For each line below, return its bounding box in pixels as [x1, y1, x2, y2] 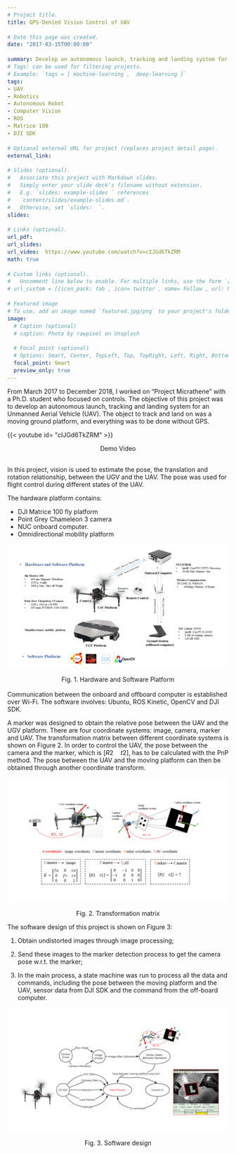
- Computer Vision [7, 107, 61, 115]
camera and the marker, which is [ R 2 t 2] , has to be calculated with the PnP [7, 749, 229, 757]
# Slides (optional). [7, 167, 71, 174]
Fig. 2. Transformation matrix [76, 909, 160, 917]
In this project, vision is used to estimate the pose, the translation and [7, 465, 209, 473]
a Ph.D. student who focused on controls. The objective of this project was [7, 394, 223, 403]
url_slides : [7, 241, 42, 248]
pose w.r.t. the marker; [17, 957, 83, 966]
